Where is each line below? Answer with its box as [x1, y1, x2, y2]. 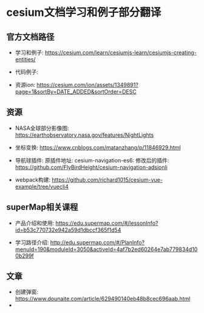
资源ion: [15, 81, 35, 88]
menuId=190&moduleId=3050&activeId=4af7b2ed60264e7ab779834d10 [15, 246, 198, 253]
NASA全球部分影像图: [15, 124, 69, 131]
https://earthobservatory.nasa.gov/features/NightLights [15, 131, 154, 139]
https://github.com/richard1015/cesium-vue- [51, 176, 163, 183]
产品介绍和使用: [15, 219, 55, 227]
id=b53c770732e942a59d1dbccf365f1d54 [15, 226, 121, 233]
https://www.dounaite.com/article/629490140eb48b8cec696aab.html [15, 295, 191, 303]
